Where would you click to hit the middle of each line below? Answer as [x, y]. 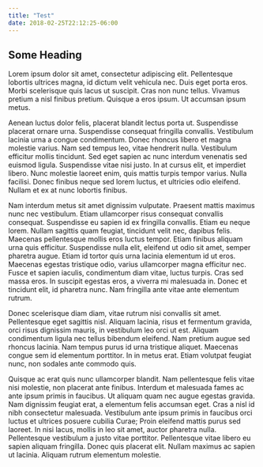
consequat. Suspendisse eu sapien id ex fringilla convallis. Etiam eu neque [129, 222]
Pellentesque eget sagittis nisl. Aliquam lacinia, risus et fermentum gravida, [130, 322]
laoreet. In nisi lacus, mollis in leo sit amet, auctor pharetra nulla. [113, 430]
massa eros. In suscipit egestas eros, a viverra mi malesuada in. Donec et [128, 281]
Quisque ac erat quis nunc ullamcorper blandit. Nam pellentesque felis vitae [131, 379]
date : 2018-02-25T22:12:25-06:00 [63, 23]
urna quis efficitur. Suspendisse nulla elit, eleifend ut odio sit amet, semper [130, 248]
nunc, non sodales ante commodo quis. [72, 364]
